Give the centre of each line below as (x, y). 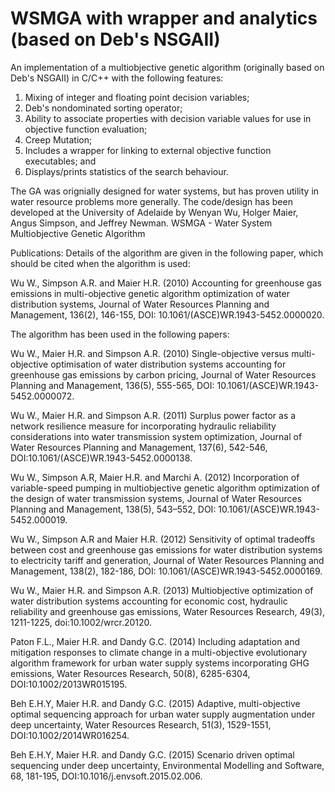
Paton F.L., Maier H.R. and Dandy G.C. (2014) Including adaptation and (155, 641)
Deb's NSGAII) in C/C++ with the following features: (117, 78)
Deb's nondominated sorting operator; (103, 108)
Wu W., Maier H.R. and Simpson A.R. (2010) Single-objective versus (150, 353)
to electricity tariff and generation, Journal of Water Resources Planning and (167, 560)
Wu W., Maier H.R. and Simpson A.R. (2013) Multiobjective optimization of (162, 590)
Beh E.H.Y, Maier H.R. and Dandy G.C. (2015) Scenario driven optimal (152, 754)
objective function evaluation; (86, 129)
